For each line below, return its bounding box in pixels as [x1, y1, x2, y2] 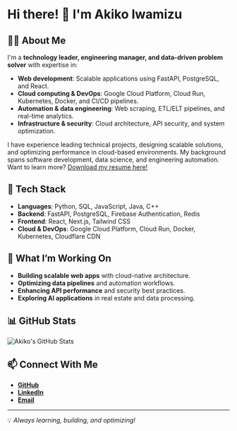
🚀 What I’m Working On [7, 253, 111, 265]
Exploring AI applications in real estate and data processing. [17, 293, 195, 302]
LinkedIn [17, 388, 44, 397]
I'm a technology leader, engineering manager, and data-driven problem [7, 53, 224, 61]
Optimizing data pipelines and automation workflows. [17, 279, 176, 287]
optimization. [17, 127, 56, 135]
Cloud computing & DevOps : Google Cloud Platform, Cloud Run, [17, 90, 206, 97]
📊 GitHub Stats [7, 315, 76, 327]
